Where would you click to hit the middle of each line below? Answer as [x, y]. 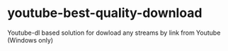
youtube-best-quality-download [105, 13]
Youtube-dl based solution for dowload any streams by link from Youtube [114, 33]
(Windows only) [30, 40]
